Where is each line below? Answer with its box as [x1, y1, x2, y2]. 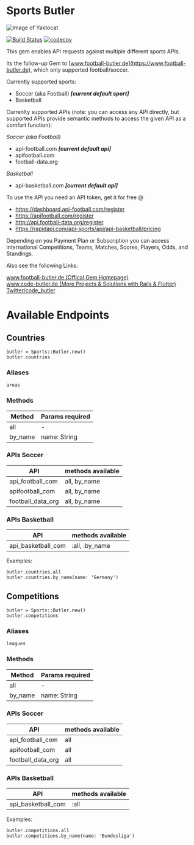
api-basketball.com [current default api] [15, 181, 118, 189]
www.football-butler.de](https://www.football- [70, 59, 186, 67]
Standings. [6, 249, 34, 257]
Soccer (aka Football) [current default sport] [15, 89, 129, 97]
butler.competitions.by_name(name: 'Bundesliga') [6, 833, 135, 839]
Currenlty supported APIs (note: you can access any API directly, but [6, 108, 179, 115]
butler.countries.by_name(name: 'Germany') [6, 574, 119, 581]
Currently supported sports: [6, 78, 76, 85]
